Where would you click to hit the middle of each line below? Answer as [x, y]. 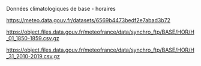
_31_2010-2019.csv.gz [33, 56]
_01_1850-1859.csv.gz [33, 38]
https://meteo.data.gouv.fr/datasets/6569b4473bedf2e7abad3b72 [88, 20]
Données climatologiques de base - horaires [61, 9]
